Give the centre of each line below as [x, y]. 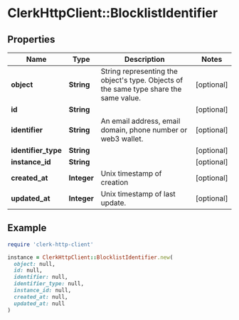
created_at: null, [41, 297]
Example [27, 228]
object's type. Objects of [142, 80]
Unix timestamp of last [138, 194]
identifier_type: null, [49, 284]
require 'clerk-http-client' [51, 244]
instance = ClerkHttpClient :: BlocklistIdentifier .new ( [90, 257]
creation [115, 182]
